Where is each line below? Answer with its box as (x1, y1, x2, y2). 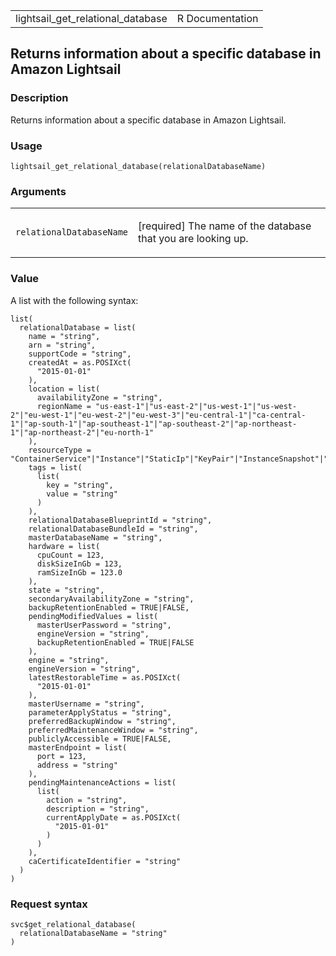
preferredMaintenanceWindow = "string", (28, 725, 199, 735)
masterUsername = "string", (28, 699, 145, 709)
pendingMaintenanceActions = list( (28, 777, 177, 788)
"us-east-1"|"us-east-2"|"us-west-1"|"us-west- (95, 401, 298, 411)
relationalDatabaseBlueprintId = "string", (28, 515, 213, 525)
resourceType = (28, 445, 92, 455)
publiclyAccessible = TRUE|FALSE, (28, 734, 172, 744)
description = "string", (46, 804, 150, 814)
